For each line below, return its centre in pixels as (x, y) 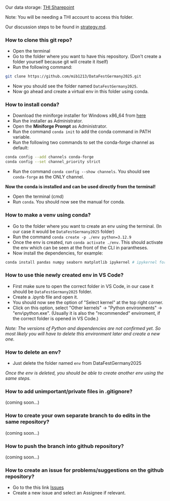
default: (20, 148)
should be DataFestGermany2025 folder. (52, 291)
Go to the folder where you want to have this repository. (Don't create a (87, 56)
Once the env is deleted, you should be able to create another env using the (84, 373)
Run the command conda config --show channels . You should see (81, 172)
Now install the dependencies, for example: (58, 253)
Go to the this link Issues (38, 487)
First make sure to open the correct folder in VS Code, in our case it (83, 286)
